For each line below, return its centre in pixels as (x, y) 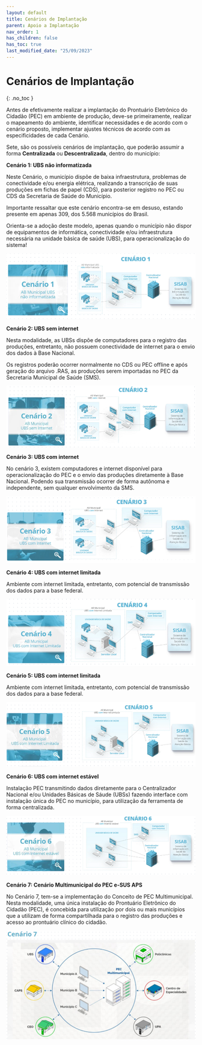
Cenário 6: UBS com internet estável (53, 776)
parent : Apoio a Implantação (43, 25)
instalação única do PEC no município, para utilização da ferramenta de (95, 800)
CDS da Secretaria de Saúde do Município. (59, 196)
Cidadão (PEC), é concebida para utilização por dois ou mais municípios (96, 909)
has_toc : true (24, 45)
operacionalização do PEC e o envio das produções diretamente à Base (95, 475)
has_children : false (32, 38)
